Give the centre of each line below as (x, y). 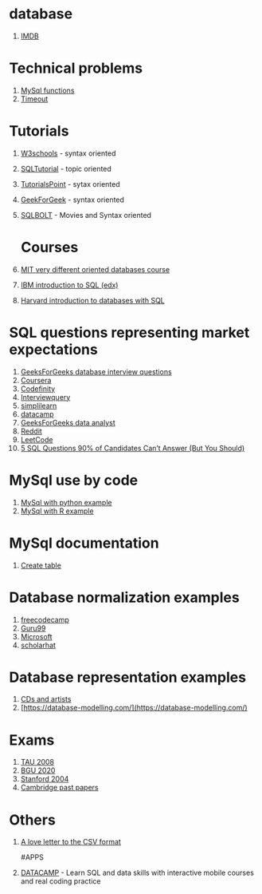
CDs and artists (46, 699)
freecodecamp (45, 619)
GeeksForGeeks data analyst (68, 422)
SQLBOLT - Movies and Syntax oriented (86, 215)
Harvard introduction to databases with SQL (93, 300)
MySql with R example (57, 511)
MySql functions (47, 90)
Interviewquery (45, 397)
